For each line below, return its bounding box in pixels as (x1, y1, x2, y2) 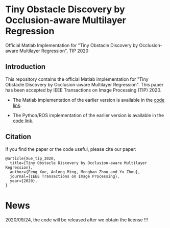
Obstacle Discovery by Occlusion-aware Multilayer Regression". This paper (5, 81, 164, 87)
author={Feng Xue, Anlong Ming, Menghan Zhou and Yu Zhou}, (10, 169, 140, 174)
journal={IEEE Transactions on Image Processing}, (10, 174, 120, 179)
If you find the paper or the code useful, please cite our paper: (5, 146, 137, 152)
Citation (5, 132, 32, 141)
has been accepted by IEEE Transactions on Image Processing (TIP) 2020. (5, 87, 162, 93)
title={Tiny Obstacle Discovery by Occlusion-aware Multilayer (10, 160, 147, 166)
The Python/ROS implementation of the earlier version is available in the (12, 112, 164, 118)
